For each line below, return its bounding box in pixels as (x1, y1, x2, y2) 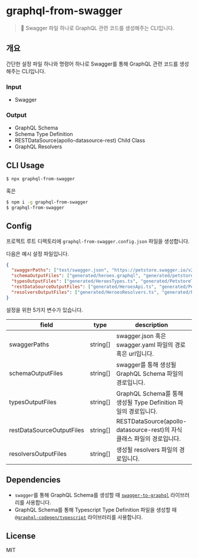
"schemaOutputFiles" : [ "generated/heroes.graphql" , (11, 273, 141, 279)
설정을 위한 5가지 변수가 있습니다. (6, 306, 84, 313)
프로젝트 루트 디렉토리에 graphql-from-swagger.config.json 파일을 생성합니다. (6, 238, 190, 245)
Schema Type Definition (14, 131, 74, 138)
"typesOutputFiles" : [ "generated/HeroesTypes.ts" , (11, 278, 138, 284)
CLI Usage (6, 160, 45, 170)
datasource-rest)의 (116, 426, 170, 434)
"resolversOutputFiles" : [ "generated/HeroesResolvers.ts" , (11, 289, 160, 295)
